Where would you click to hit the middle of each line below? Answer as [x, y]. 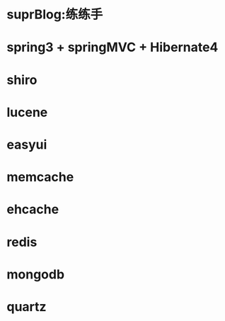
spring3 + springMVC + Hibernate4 [112, 47]
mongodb [36, 274]
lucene [27, 112]
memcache [40, 177]
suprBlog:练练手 [55, 15]
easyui [27, 144]
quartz [27, 306]
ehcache [33, 209]
